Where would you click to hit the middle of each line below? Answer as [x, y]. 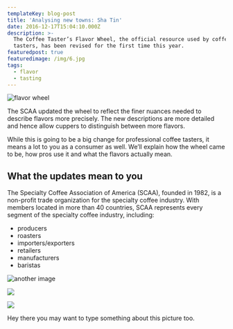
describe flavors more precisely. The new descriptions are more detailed [111, 119]
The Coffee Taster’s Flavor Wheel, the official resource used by [111, 40]
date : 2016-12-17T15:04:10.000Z [54, 26]
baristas [29, 265]
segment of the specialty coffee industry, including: [81, 215]
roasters [29, 236]
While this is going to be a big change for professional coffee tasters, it [108, 140]
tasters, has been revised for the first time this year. [99, 46]
